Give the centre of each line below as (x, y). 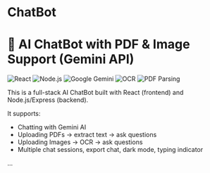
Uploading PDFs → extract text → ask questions (87, 135)
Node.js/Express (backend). (48, 100)
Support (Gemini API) (71, 59)
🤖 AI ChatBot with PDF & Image (99, 45)
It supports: (24, 114)
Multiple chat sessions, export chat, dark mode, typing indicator (110, 150)
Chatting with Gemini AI (52, 127)
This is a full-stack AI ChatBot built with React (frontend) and (95, 93)
